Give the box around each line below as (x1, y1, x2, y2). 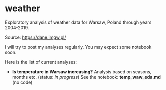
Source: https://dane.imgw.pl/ (5, 34, 66, 40)
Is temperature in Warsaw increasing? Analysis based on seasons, (12, 68, 152, 75)
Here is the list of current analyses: (5, 59, 77, 65)
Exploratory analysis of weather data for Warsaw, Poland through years (5, 19, 152, 25)
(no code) (12, 79, 33, 85)
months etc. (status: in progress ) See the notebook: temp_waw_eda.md (12, 74, 161, 80)
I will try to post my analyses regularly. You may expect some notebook (5, 44, 152, 50)
